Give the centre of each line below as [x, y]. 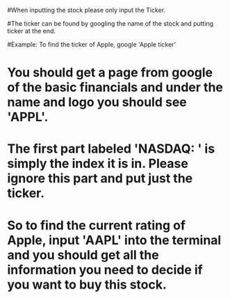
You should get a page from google [110, 73]
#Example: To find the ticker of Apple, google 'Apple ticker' [92, 44]
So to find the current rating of [97, 225]
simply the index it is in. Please [98, 164]
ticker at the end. [32, 31]
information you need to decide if [105, 269]
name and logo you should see [97, 102]
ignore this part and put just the [100, 179]
